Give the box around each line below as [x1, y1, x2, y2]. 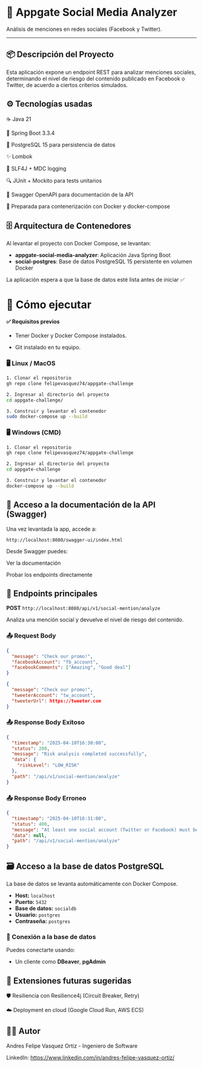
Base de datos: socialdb [14, 904, 77, 912]
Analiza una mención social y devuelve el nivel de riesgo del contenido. [6, 616, 184, 623]
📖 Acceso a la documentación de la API [6, 500, 156, 510]
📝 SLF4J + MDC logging [6, 164, 66, 172]
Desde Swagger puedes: [6, 547, 68, 555]
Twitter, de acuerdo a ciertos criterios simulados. [6, 81, 128, 88]
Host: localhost [14, 892, 56, 899]
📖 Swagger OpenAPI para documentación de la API [6, 190, 134, 198]
